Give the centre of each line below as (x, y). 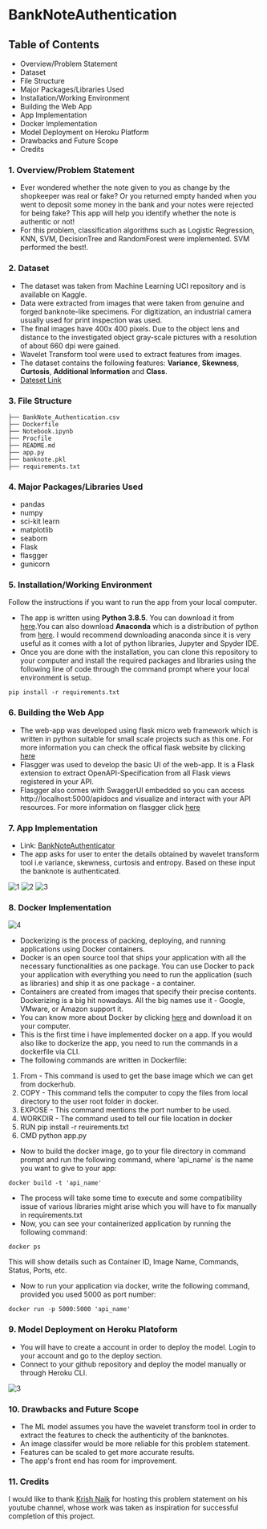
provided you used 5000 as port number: (88, 1295)
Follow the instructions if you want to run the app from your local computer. (133, 602)
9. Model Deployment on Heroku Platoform (93, 1330)
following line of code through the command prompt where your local (135, 669)
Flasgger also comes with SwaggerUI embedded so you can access (132, 790)
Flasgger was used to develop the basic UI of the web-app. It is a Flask (137, 764)
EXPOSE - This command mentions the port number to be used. (125, 1110)
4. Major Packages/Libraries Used (76, 487)
